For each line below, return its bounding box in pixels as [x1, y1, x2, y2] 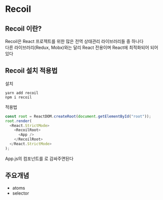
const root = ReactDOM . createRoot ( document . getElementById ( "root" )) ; [5, 114, 152, 119]
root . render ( [5, 119, 32, 123]
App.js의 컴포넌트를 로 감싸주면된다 [5, 156, 74, 161]
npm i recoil [5, 95, 32, 100]
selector [12, 190, 30, 196]
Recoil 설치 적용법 [5, 67, 58, 75]
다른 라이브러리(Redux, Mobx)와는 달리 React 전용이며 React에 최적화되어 [5, 44, 149, 50]
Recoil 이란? [5, 24, 42, 33]
